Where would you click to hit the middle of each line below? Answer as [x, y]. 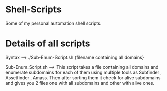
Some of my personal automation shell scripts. [53, 23]
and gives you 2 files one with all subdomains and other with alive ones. [80, 83]
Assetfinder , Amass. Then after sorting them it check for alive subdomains [83, 78]
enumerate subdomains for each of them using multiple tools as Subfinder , [84, 72]
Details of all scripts [48, 43]
